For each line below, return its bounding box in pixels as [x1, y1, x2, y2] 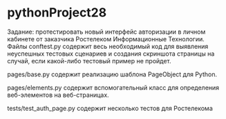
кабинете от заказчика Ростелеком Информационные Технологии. [7, 34, 205, 43]
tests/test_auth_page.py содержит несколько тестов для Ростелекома [7, 104, 213, 112]
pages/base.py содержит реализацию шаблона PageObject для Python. [7, 70, 218, 78]
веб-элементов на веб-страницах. [7, 91, 109, 99]
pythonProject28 [7, 5, 107, 21]
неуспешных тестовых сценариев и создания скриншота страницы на [7, 50, 215, 58]
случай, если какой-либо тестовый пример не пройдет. [7, 56, 171, 65]
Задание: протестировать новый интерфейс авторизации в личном [7, 28, 206, 36]
